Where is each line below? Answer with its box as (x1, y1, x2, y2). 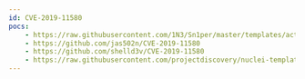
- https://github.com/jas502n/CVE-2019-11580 (25, 38, 201, 48)
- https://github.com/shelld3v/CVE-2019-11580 (25, 47, 205, 56)
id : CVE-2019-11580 (8, 13, 83, 23)
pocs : (8, 22, 29, 31)
